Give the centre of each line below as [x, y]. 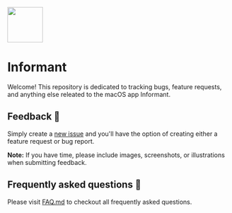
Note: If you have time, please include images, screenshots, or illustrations [116, 155]
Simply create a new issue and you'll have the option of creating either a [112, 134]
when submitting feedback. [47, 162]
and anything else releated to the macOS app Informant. [89, 94]
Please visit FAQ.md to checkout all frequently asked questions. [100, 202]
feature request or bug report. [51, 141]
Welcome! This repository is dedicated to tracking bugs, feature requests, [115, 86]
